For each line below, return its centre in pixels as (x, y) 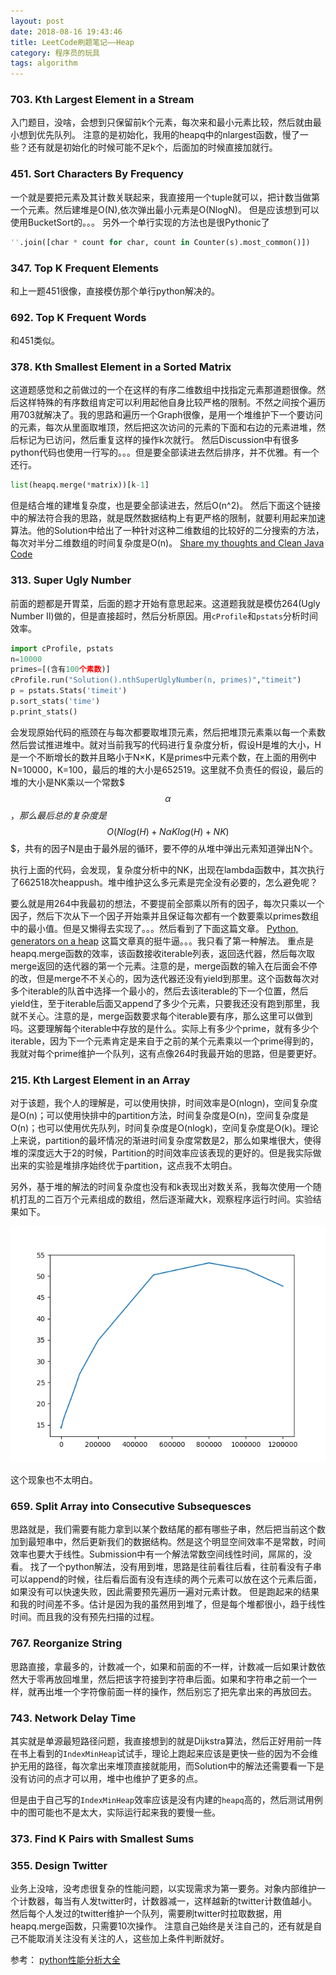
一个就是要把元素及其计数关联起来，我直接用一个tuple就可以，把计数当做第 (165, 197)
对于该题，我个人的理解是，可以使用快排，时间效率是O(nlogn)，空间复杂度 (164, 1103)
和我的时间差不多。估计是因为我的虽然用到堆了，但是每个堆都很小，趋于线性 (168, 1604)
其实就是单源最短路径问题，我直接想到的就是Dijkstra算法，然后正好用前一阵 (166, 1741)
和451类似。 (35, 341)
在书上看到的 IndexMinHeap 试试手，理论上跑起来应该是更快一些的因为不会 (160, 1753)
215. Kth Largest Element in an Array (100, 1080)
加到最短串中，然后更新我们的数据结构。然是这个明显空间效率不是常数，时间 (168, 1542)
